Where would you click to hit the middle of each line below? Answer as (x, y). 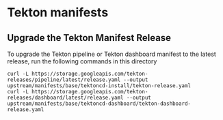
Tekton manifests (58, 13)
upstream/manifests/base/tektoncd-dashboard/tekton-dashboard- (99, 104)
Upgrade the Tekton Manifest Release (89, 38)
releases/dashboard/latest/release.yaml (66, 97)
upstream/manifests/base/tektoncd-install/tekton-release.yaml (99, 86)
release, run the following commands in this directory (82, 61)
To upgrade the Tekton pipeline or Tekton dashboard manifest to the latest (112, 54)
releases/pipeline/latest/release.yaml (64, 80)
